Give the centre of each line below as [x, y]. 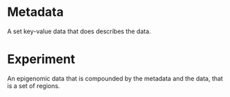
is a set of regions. [34, 86]
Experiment [41, 59]
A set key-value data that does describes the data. [79, 31]
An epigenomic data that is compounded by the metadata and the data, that [115, 78]
